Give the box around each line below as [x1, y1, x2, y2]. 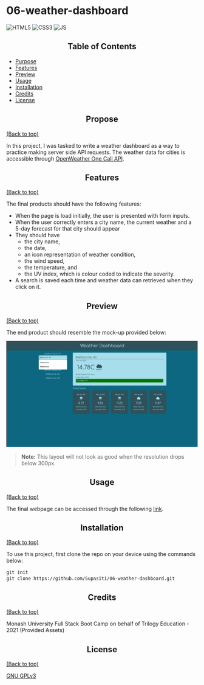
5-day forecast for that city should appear [15, 225, 120, 232]
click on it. [15, 283, 41, 291]
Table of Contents [67, 41, 137, 52]
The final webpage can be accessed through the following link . [6, 505, 164, 512]
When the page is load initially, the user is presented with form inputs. [15, 212, 190, 220]
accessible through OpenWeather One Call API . [6, 155, 124, 162]
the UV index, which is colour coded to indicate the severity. [24, 270, 175, 277]
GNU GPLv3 [6, 672, 36, 680]
